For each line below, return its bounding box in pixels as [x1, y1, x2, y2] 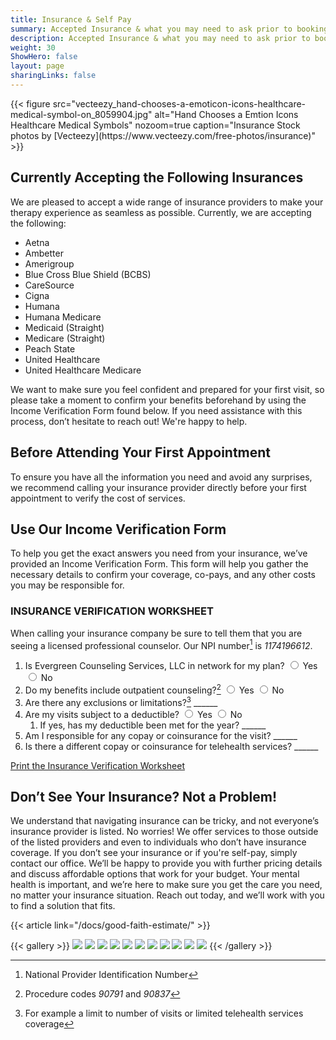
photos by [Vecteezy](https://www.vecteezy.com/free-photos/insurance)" [10, 129, 316, 141]
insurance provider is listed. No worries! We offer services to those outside [10, 826, 319, 838]
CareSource [24, 279, 75, 291]
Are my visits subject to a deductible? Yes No [24, 708, 243, 720]
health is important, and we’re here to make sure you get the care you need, [10, 879, 323, 891]
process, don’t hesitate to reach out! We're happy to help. [10, 415, 248, 427]
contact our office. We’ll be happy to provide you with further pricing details [10, 857, 323, 870]
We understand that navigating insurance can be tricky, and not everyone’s [10, 815, 320, 827]
